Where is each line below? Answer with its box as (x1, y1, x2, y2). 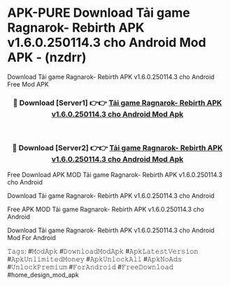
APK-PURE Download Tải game (7, 5, 190, 21)
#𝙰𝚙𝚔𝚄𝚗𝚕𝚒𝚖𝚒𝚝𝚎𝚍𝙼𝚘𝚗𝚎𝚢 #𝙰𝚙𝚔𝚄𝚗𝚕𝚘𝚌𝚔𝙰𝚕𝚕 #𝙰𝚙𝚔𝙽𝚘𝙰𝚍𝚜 (7, 255, 182, 263)
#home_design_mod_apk (7, 271, 79, 279)
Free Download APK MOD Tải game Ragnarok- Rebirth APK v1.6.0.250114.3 (7, 170, 222, 179)
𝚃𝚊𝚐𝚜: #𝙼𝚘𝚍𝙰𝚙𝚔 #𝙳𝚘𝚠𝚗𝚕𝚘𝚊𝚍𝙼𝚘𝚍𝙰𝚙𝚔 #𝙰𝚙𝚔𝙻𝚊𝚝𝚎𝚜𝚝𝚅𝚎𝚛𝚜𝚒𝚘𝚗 (7, 247, 199, 255)
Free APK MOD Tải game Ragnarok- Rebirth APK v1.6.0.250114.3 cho (7, 205, 205, 213)
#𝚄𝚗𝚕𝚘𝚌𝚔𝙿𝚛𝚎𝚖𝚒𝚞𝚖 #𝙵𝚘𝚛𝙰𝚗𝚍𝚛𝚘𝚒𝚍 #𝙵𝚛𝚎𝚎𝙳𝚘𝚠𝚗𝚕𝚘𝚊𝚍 (7, 262, 173, 271)
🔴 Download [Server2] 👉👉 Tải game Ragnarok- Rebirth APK (12, 143, 223, 153)
